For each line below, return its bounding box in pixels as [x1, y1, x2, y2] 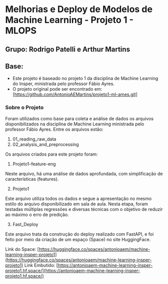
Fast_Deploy [12, 221, 39, 227]
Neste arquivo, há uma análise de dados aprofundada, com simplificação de [5, 170, 163, 177]
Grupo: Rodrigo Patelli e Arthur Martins [5, 45, 130, 53]
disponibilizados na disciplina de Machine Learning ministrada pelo [5, 121, 144, 127]
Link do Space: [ [5, 246, 39, 252]
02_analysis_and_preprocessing [12, 141, 79, 147]
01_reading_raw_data [12, 136, 56, 142]
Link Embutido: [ [24, 262, 58, 268]
